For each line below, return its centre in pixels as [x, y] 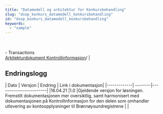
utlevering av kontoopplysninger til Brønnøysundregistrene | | [67, 106]
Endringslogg [26, 73]
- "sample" [21, 28]
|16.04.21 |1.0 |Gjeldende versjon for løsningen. [96, 90]
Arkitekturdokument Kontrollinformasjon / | [48, 58]
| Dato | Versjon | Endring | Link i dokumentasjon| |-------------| [69, 85]
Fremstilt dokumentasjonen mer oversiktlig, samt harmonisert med [72, 95]
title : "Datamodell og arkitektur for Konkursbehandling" [66, 10]
